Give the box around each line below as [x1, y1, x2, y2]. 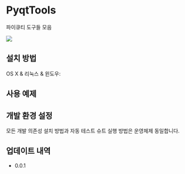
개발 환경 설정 [6, 111, 53, 121]
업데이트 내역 [6, 146, 51, 156]
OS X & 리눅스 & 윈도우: [6, 70, 61, 77]
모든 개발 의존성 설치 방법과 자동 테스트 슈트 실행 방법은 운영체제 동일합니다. [6, 127, 180, 134]
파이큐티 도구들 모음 [6, 23, 52, 30]
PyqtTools [6, 4, 56, 17]
